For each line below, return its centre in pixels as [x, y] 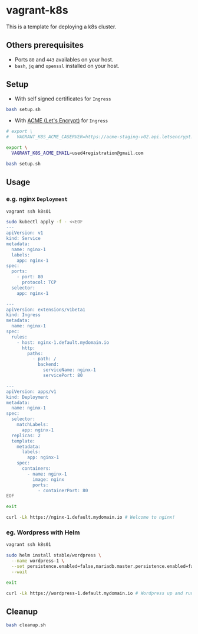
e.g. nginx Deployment [37, 199]
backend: [48, 365]
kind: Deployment [27, 397]
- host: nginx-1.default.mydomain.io [63, 342]
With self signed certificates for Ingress [63, 99]
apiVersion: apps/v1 [32, 391]
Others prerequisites [45, 45]
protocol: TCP [39, 282]
